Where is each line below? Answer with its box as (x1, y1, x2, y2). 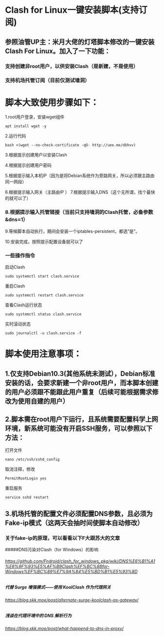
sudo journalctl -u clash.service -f (5, 331, 82, 336)
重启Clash (5, 283, 25, 289)
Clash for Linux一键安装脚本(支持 (5, 4, 139, 16)
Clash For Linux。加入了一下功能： (5, 47, 111, 55)
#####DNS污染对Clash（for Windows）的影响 (5, 546, 99, 553)
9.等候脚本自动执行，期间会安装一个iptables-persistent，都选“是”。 (5, 228, 140, 234)
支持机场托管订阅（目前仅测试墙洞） (5, 77, 90, 84)
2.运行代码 (5, 133, 26, 139)
